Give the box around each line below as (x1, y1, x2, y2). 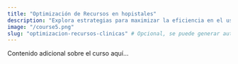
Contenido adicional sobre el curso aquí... (7, 49, 129, 58)
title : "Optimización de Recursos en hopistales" (7, 10, 157, 18)
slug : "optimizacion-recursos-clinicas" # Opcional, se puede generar (7, 30, 220, 37)
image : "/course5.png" (7, 23, 74, 30)
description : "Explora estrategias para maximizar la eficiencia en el (7, 17, 223, 24)
